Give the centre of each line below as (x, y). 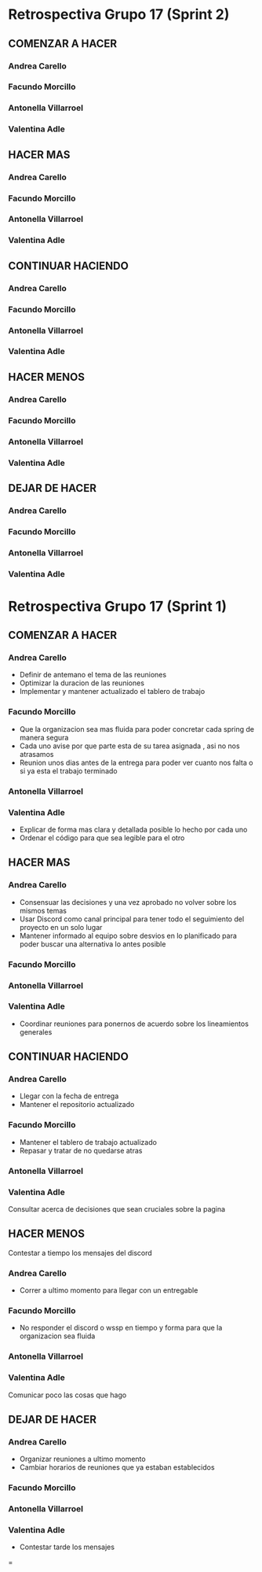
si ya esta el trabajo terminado (68, 771)
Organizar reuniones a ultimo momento (83, 1459)
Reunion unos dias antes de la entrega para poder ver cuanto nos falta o (136, 762)
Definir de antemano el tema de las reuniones (93, 675)
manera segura (44, 737)
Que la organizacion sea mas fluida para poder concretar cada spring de (137, 729)
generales (36, 1031)
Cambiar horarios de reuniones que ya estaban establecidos (117, 1467)
